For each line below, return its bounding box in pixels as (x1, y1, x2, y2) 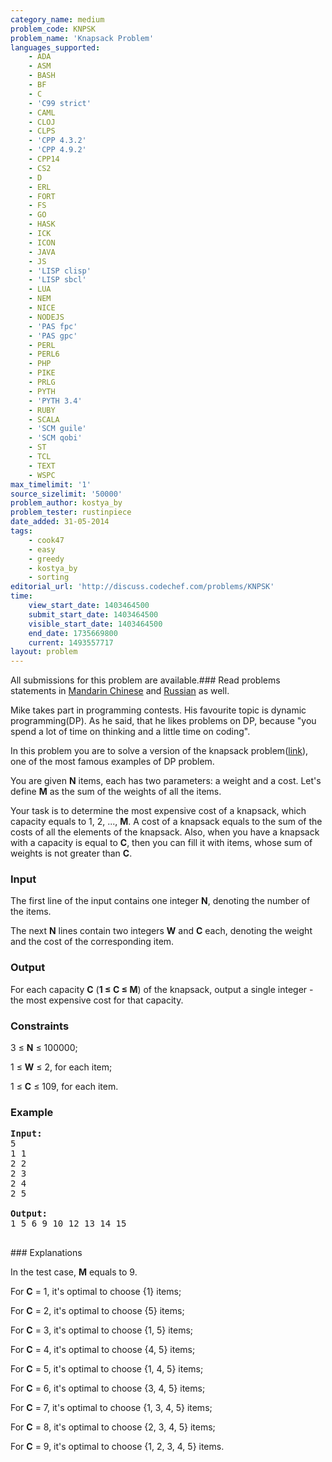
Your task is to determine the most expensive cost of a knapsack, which (10, 805, 307, 817)
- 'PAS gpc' (28, 331, 78, 341)
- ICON (28, 237, 56, 248)
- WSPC (28, 470, 56, 480)
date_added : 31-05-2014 (10, 517, 110, 527)
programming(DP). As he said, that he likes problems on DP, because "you (10, 715, 317, 727)
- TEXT (28, 461, 56, 471)
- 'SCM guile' (28, 424, 87, 434)
